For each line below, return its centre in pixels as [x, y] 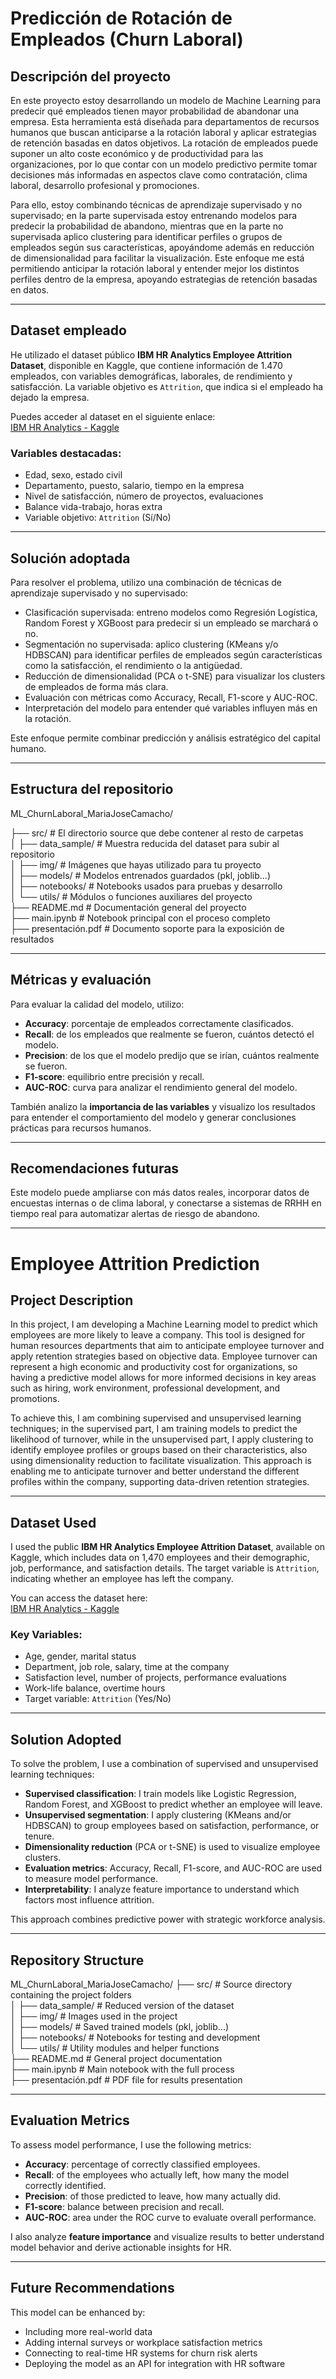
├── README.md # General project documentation [116, 2059]
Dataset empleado [68, 330]
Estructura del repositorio [92, 789]
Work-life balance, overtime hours [95, 1688]
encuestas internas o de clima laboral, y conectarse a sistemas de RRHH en [166, 1203]
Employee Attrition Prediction [135, 1263]
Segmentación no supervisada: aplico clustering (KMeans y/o [151, 644]
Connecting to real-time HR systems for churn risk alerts [141, 2353]
